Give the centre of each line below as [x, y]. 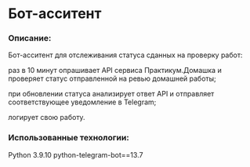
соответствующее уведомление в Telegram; [82, 102]
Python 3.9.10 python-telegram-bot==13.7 [76, 154]
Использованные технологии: [69, 138]
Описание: [30, 38]
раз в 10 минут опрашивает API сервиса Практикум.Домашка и [115, 71]
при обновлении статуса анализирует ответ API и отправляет [111, 94]
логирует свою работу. [47, 118]
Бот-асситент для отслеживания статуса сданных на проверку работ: [125, 55]
